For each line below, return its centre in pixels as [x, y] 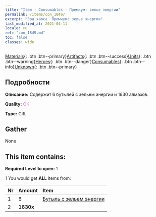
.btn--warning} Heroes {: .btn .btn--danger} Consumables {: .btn [69, 61]
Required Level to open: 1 [31, 169]
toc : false [16, 38]
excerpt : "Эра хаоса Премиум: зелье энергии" [54, 19]
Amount [28, 191]
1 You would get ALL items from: [38, 178]
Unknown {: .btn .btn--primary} [46, 67]
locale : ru [16, 28]
